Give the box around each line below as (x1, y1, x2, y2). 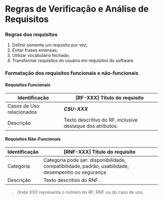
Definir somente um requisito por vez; (12, 42, 88, 48)
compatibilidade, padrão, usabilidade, (43, 163, 129, 169)
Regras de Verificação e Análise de (5, 3, 149, 15)
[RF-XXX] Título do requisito (75, 94, 144, 101)
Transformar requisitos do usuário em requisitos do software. (12, 57, 135, 64)
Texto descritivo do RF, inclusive (64, 116, 138, 123)
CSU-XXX (64, 106, 88, 112)
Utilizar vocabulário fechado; (12, 53, 70, 58)
